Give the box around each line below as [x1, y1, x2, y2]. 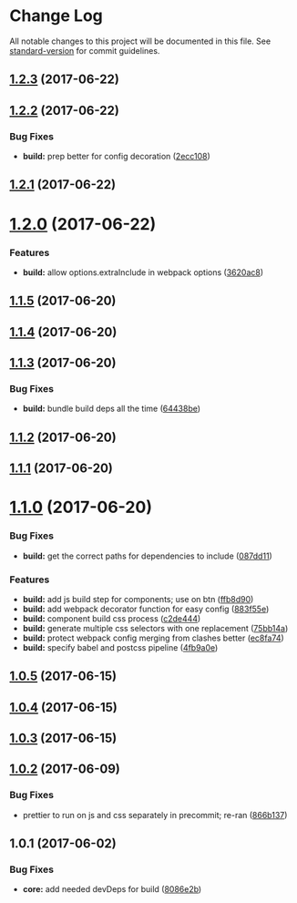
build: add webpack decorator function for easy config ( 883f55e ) [22, 603, 270, 614]
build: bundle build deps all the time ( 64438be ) [22, 403, 201, 415]
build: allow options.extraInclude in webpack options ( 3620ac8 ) [22, 266, 264, 278]
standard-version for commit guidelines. [9, 45, 160, 56]
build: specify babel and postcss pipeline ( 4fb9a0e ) [22, 641, 219, 652]
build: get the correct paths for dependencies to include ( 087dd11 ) [22, 550, 273, 561]
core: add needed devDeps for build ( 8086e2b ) [22, 884, 202, 895]
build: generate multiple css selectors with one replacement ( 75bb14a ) [22, 622, 289, 633]
